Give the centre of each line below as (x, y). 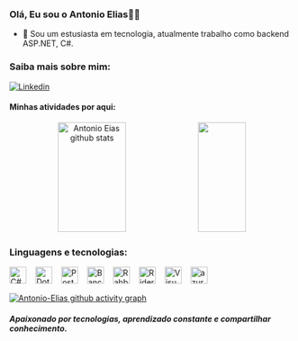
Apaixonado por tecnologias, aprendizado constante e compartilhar (140, 319)
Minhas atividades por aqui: (63, 107)
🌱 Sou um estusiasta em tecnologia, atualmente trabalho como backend (156, 34)
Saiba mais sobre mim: (60, 67)
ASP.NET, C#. (48, 43)
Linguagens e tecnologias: (68, 252)
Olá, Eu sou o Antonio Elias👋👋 (75, 14)
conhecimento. (38, 328)
